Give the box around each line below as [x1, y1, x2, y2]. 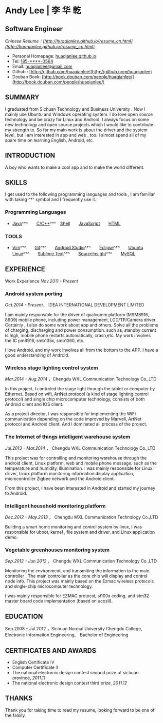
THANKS [5, 694, 33, 703]
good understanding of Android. [5, 352, 70, 358]
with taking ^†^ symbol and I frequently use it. [5, 197, 96, 202]
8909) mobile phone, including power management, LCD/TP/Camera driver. [5, 317, 157, 323]
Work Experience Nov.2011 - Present [5, 278, 79, 284]
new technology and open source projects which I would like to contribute [5, 121, 154, 127]
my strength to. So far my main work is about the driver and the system [5, 127, 147, 133]
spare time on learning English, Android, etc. [5, 137, 94, 143]
